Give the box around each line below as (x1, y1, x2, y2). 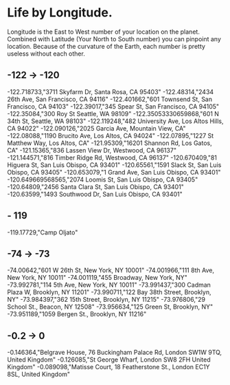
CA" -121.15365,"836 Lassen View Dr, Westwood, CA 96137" (7, 146, 177, 154)
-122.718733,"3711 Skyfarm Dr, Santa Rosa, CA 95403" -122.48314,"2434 (7, 87, 214, 96)
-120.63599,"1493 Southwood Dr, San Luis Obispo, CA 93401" (7, 190, 183, 198)
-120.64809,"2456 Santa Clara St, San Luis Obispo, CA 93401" (7, 182, 184, 190)
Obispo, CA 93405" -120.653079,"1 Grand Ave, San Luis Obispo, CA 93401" (7, 168, 221, 176)
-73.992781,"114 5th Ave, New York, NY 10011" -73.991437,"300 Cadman (7, 280, 211, 289)
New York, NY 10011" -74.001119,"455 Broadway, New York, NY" (7, 274, 187, 282)
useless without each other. (7, 49, 86, 58)
